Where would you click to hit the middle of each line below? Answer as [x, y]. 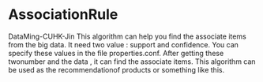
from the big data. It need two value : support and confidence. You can [124, 44]
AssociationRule [63, 15]
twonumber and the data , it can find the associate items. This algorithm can [132, 61]
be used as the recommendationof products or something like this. [116, 69]
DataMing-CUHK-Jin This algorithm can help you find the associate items [127, 36]
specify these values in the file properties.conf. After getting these [116, 53]
